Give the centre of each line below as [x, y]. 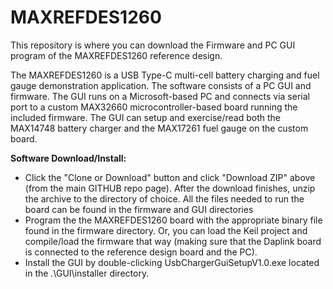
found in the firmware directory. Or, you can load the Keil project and [166, 230]
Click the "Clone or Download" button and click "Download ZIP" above [170, 177]
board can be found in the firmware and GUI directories [139, 209]
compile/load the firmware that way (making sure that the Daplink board [173, 241]
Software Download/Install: [68, 158]
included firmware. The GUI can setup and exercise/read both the [145, 117]
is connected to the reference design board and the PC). [141, 252]
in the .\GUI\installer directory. [87, 273]
